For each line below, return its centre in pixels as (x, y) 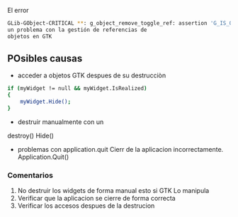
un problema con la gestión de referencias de (77, 30)
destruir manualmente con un (61, 122)
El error (18, 10)
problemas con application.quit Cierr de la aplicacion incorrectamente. (120, 149)
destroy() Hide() (31, 135)
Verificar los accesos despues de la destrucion (86, 206)
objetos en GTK (30, 36)
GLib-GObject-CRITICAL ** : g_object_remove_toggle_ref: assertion (107, 23)
